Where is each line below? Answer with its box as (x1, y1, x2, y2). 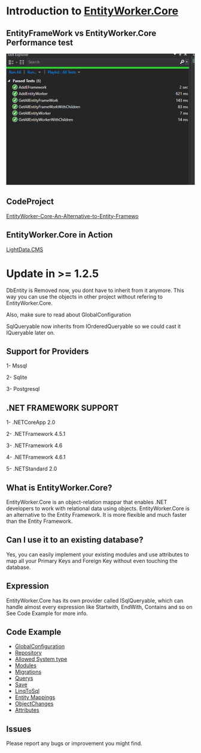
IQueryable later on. (6, 329, 55, 336)
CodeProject (6, 197, 54, 207)
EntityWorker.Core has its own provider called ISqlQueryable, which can (6, 597, 184, 604)
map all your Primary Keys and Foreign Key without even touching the (6, 557, 178, 564)
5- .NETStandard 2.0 (6, 465, 57, 472)
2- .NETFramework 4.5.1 (6, 430, 66, 438)
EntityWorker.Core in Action (6, 230, 113, 240)
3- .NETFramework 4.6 (6, 442, 63, 449)
